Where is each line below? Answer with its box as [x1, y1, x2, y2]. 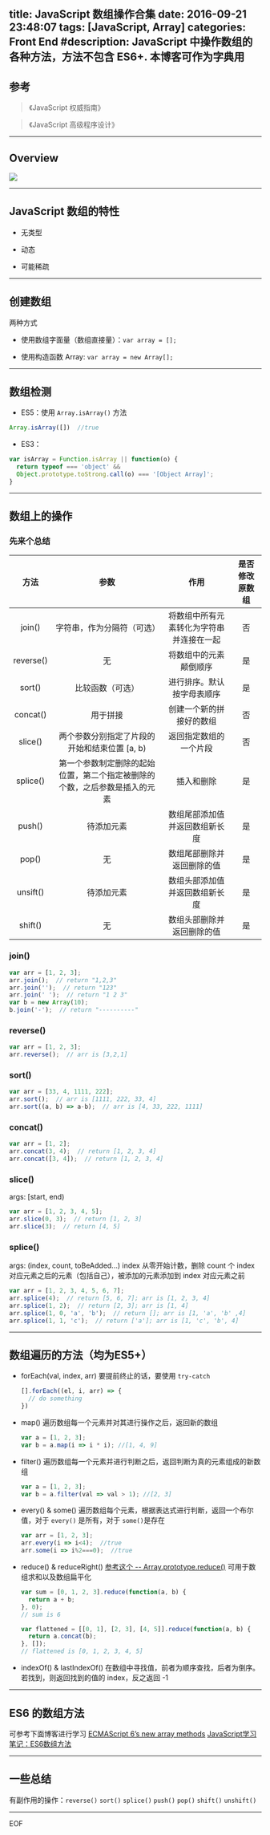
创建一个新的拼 [168, 703, 225, 714]
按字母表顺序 [172, 688, 221, 700]
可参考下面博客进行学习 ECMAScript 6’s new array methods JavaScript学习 [9, 1728, 257, 1739]
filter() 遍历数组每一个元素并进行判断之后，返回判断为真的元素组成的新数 [20, 1456, 261, 1466]
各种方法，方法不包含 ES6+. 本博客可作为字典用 [9, 51, 245, 64]
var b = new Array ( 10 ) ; [9, 998, 89, 1007]
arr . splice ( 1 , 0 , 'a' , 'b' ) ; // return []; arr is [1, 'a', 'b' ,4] [9, 1309, 247, 1317]
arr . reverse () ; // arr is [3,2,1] [9, 1050, 128, 1059]
